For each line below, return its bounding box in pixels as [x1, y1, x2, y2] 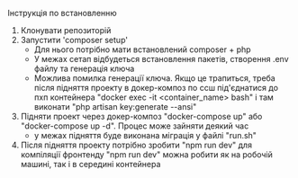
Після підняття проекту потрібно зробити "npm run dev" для [20, 139, 253, 150]
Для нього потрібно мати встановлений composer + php [33, 44, 252, 55]
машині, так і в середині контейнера [20, 159, 161, 169]
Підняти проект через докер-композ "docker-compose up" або [20, 111, 263, 121]
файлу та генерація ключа [33, 63, 135, 74]
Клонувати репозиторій [20, 25, 112, 35]
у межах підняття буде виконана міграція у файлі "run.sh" [33, 130, 257, 140]
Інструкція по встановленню [7, 8, 117, 18]
